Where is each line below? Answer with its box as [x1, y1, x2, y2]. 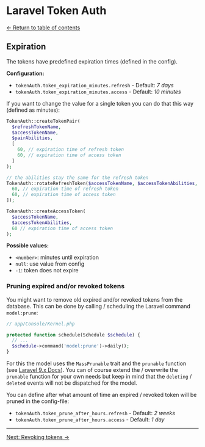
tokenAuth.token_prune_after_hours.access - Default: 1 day [15, 416, 165, 423]
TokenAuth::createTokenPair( [6, 118, 81, 124]
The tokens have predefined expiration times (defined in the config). [6, 57, 178, 65]
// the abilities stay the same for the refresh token [6, 175, 149, 181]
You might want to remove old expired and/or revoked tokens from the [6, 296, 183, 303]
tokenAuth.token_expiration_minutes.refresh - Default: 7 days [15, 81, 174, 89]
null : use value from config [15, 260, 85, 267]
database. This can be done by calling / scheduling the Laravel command [6, 302, 190, 310]
